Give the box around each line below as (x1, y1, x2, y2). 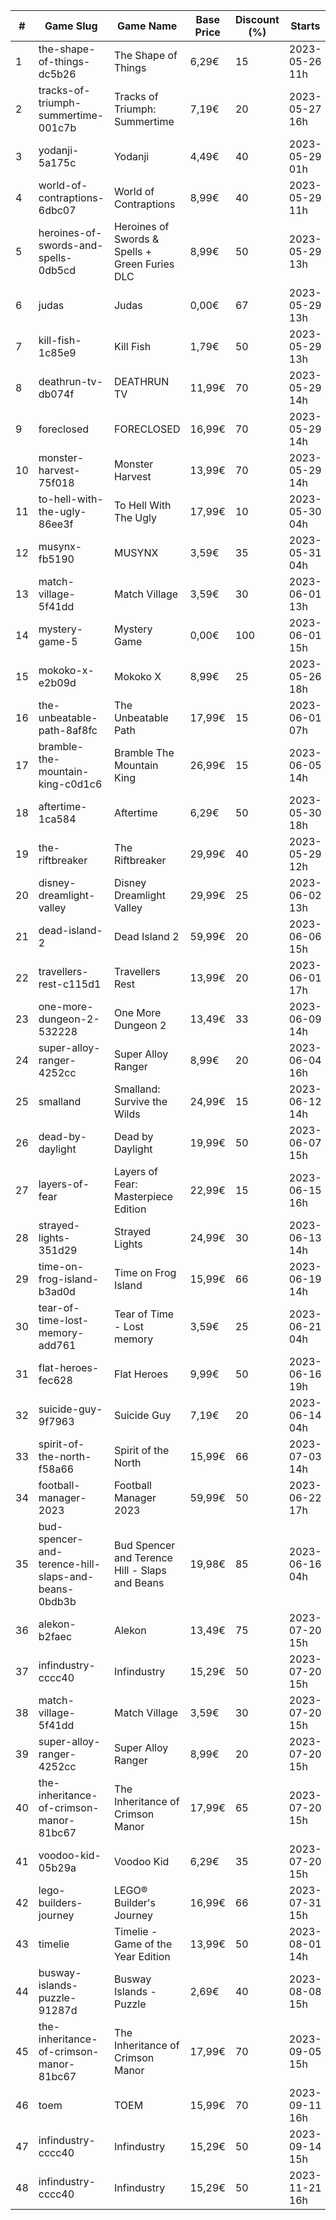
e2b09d (38, 676, 77, 689)
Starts (290, 19, 321, 33)
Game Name (117, 19, 178, 33)
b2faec (38, 1630, 73, 1643)
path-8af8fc (38, 724, 98, 737)
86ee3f (38, 517, 74, 531)
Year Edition (113, 1950, 171, 1963)
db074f (38, 387, 75, 401)
